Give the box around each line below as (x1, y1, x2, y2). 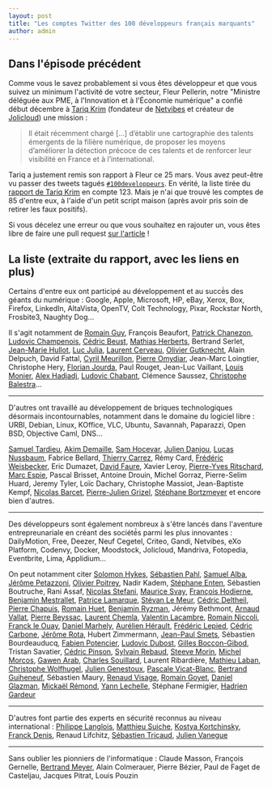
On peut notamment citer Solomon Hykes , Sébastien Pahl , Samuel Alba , (8, 569, 249, 579)
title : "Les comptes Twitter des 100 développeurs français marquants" (8, 19, 255, 28)
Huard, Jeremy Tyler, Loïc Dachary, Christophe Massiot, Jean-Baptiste (8, 479, 244, 488)
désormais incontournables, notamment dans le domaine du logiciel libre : (8, 411, 255, 421)
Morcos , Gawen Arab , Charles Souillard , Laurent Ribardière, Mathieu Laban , (8, 655, 261, 665)
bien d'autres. (8, 496, 55, 505)
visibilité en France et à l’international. (28, 155, 155, 164)
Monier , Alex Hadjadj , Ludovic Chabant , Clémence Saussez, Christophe (8, 371, 247, 381)
